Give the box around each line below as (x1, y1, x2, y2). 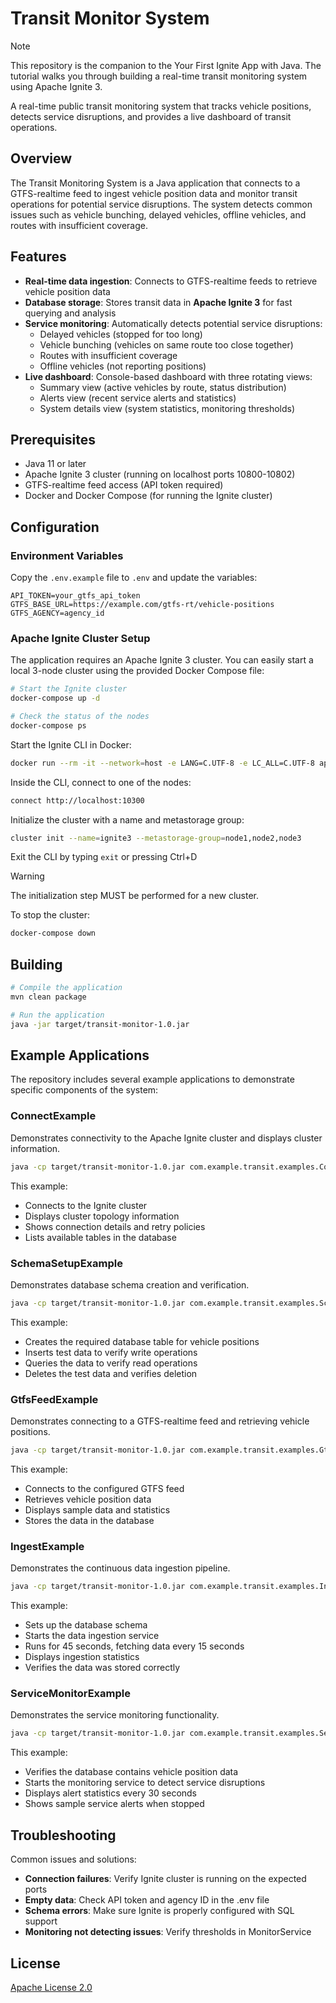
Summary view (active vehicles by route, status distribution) (39, 381, 287, 393)
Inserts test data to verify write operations (24, 1346, 198, 1358)
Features (10, 248, 67, 266)
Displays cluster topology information (24, 1210, 180, 1222)
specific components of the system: (10, 1084, 159, 1096)
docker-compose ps (10, 720, 87, 731)
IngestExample (10, 1539, 85, 1553)
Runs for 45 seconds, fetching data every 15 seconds (24, 1640, 245, 1652)
